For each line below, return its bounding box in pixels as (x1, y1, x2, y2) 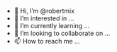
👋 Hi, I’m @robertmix (13, 7, 75, 15)
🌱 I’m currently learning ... (13, 22, 90, 30)
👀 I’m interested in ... (13, 14, 74, 22)
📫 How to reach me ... (13, 37, 80, 45)
